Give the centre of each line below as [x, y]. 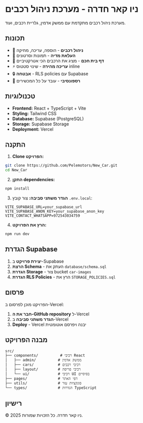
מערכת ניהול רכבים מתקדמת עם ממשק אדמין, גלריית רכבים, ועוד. [65, 23]
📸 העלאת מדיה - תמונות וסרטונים [44, 55]
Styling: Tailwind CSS [34, 113]
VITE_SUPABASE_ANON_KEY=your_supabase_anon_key [55, 211]
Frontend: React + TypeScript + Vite [49, 108]
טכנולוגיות [20, 96]
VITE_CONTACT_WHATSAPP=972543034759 [43, 216]
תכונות [15, 38]
